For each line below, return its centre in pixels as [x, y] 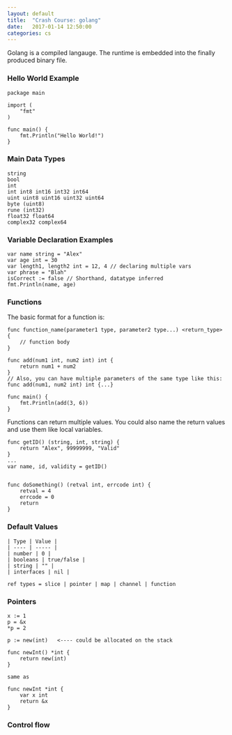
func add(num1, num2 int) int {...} [60, 385]
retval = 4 [36, 491]
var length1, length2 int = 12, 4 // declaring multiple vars [99, 266]
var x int [34, 695]
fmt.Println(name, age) [42, 285]
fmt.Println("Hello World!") [62, 136]
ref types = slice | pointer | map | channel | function [92, 584]
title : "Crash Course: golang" [54, 20]
